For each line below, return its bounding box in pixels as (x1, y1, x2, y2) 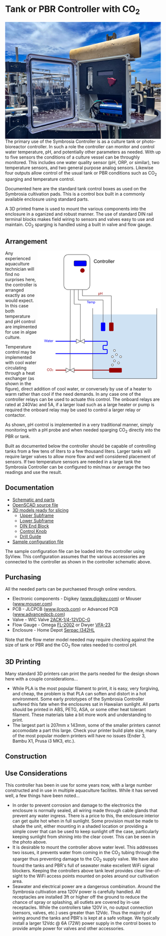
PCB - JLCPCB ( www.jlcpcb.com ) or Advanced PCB (12, 606, 119, 612)
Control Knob (19, 528, 47, 534)
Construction (5, 752, 47, 761)
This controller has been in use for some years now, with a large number (5, 782, 152, 788)
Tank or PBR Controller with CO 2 (5, 3, 140, 16)
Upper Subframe (19, 512, 54, 518)
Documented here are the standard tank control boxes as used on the (5, 186, 147, 192)
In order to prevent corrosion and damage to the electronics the (12, 802, 142, 808)
